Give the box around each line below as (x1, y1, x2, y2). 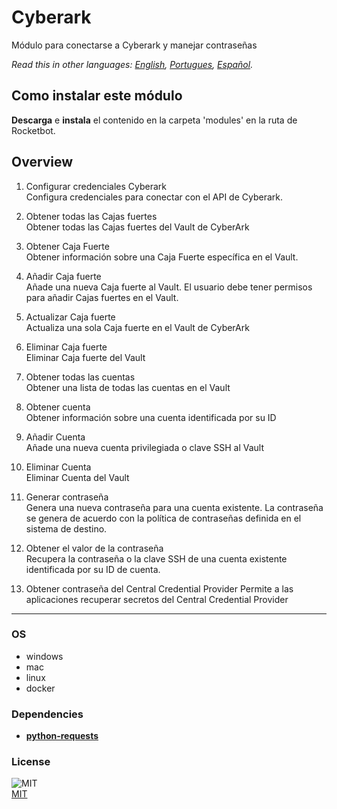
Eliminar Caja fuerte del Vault (25, 351, 146, 363)
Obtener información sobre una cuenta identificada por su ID (25, 411, 277, 423)
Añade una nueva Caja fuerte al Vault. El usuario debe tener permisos (25, 281, 313, 293)
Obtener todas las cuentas (25, 371, 136, 383)
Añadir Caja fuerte (25, 270, 102, 282)
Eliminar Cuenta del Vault (25, 471, 130, 483)
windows (25, 650, 64, 662)
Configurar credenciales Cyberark (25, 180, 168, 192)
